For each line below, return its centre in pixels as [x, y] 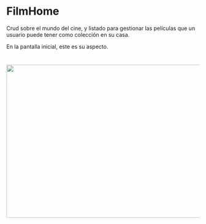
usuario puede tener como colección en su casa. [68, 34]
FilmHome [33, 11]
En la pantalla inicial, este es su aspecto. [57, 47]
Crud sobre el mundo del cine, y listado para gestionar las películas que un [101, 28]
